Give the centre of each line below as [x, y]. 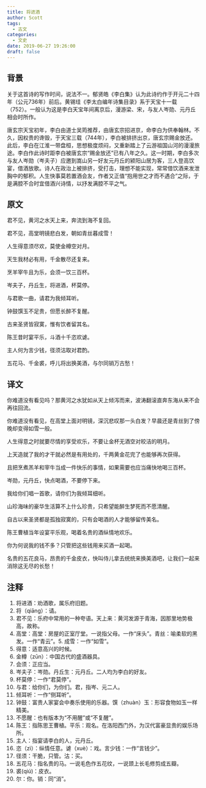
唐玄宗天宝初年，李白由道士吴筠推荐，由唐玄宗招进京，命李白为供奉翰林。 [101, 130]
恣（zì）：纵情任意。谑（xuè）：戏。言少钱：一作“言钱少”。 [89, 748]
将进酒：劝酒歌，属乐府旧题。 [53, 603]
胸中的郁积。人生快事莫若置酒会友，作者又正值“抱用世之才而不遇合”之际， [101, 175]
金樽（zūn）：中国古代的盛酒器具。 [59, 657]
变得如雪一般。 [36, 429]
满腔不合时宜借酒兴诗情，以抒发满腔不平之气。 [71, 183]
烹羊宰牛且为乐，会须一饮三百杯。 [50, 272]
